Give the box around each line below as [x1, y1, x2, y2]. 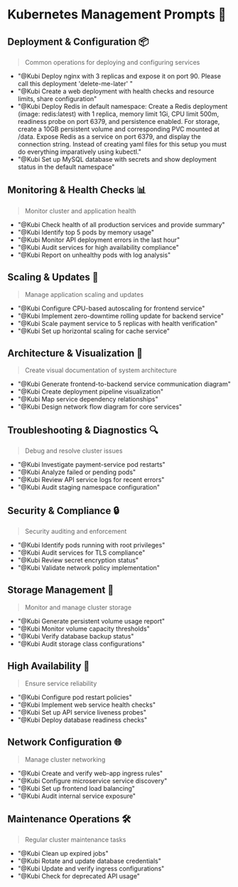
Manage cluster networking [24, 755, 106, 764]
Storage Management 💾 [7, 584, 114, 597]
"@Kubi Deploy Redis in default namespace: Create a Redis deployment [17, 103, 228, 110]
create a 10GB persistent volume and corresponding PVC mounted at [17, 125, 220, 133]
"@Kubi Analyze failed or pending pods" [17, 468, 136, 476]
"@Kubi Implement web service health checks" [17, 700, 156, 709]
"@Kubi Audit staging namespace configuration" [17, 483, 161, 492]
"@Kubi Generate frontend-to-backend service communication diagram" [17, 380, 231, 389]
